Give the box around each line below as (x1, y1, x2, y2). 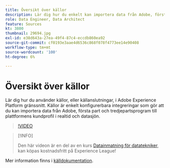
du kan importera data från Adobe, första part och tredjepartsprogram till (5, 108, 157, 114)
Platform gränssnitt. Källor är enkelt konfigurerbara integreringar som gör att (5, 102, 164, 108)
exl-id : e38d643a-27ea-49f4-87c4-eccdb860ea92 (5, 36, 105, 41)
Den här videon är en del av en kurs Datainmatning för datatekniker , (17, 142, 159, 149)
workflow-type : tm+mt (5, 45, 51, 50)
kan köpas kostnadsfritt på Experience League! (17, 148, 116, 154)
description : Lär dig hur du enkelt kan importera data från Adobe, (5, 12, 153, 17)
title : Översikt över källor (5, 7, 67, 13)
